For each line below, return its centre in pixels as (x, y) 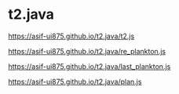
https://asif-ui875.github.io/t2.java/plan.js (75, 81)
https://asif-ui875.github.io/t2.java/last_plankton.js (89, 66)
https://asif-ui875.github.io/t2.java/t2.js (71, 36)
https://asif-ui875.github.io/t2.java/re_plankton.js (87, 51)
